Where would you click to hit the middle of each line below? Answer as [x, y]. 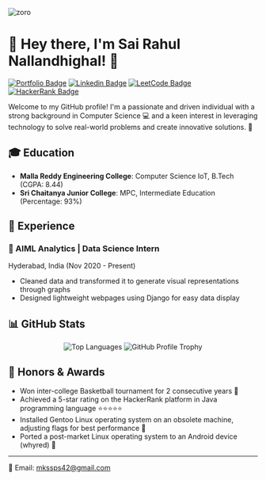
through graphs [45, 290]
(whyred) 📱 [38, 445]
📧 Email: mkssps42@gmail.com [59, 468]
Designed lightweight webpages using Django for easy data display [129, 298]
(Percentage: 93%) [51, 201]
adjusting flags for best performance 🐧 [83, 429]
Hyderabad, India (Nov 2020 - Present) [72, 266]
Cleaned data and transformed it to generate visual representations [129, 281]
